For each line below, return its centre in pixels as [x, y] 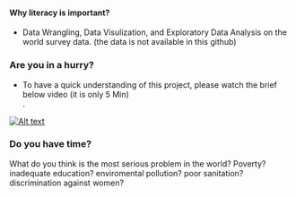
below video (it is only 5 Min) [76, 94]
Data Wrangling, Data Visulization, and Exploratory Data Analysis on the [154, 32]
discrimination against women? [66, 183]
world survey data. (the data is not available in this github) [129, 42]
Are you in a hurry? [52, 65]
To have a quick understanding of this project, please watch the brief [150, 84]
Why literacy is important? [60, 13]
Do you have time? [51, 144]
